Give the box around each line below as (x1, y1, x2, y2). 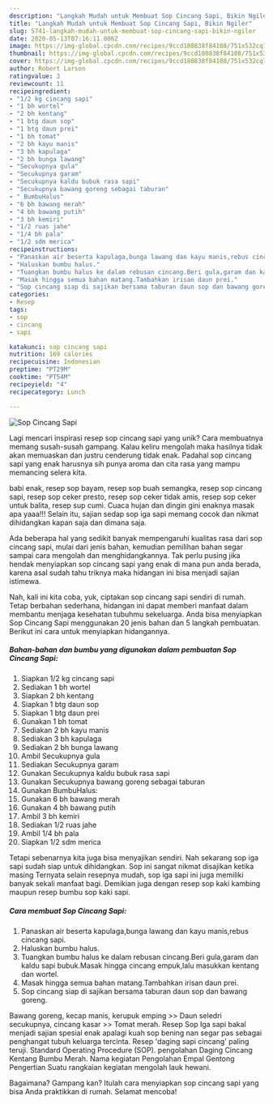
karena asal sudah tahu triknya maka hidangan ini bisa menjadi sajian (9, 568, 240, 578)
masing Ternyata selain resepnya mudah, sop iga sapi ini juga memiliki (9, 870, 244, 880)
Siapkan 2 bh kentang (20, 691, 94, 701)
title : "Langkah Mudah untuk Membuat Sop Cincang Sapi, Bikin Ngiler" (9, 19, 253, 28)
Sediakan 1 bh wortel (20, 682, 92, 693)
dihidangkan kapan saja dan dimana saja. (9, 518, 147, 527)
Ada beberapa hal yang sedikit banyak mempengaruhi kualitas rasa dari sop (9, 533, 262, 543)
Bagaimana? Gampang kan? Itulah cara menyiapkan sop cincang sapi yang (9, 1078, 259, 1088)
